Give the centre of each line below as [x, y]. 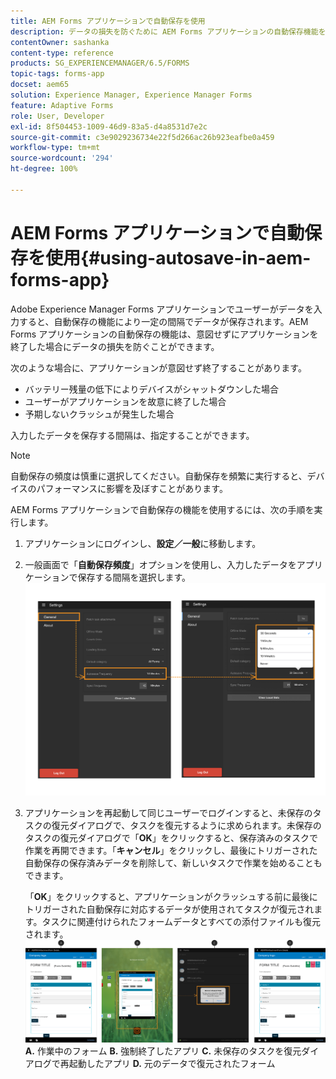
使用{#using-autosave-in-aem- [178, 257]
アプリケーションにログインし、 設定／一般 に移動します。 [143, 543]
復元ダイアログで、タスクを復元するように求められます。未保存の [186, 825]
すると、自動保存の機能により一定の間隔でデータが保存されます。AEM [163, 321]
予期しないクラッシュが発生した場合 [99, 414]
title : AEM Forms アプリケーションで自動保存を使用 [108, 21]
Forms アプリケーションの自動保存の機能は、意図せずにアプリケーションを [164, 334]
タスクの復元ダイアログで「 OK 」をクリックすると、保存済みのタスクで [171, 837]
